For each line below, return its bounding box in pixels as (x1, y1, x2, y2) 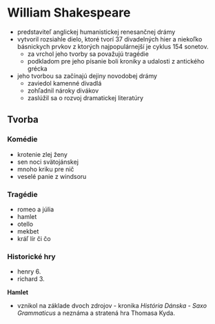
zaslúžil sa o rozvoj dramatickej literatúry (27, 93, 143, 102)
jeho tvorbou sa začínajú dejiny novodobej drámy (17, 71, 157, 80)
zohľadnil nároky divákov (27, 86, 99, 95)
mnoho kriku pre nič (17, 164, 74, 173)
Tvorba (7, 114, 39, 126)
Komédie (7, 135, 38, 144)
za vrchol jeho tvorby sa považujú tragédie (27, 50, 150, 58)
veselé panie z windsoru (17, 172, 87, 180)
